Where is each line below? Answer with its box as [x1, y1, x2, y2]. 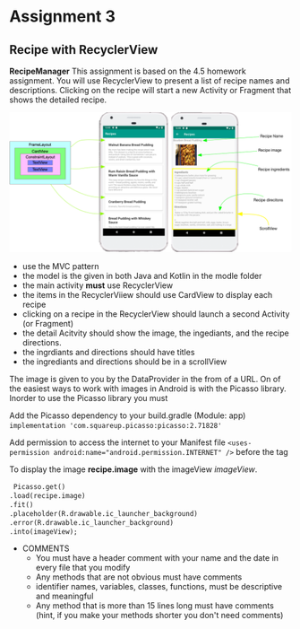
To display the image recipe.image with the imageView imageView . [9, 464, 258, 475]
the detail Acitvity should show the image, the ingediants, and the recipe [21, 328, 289, 338]
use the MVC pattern [21, 261, 100, 272]
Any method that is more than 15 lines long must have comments [35, 600, 275, 611]
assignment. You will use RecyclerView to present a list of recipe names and [9, 75, 290, 86]
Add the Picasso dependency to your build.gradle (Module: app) [9, 410, 246, 421]
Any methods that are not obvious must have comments [35, 572, 243, 582]
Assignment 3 [9, 6, 116, 27]
